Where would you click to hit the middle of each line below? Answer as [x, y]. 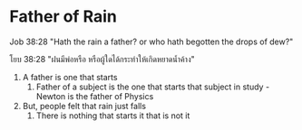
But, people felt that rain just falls [84, 106]
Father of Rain [63, 17]
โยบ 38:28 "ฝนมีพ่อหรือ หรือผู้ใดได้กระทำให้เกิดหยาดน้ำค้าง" [102, 59]
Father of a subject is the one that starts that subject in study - [153, 87]
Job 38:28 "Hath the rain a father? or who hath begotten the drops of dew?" [151, 42]
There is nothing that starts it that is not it [113, 116]
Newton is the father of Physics [95, 96]
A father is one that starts [70, 77]
